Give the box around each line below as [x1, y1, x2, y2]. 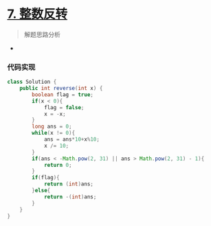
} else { [32, 187, 51, 194]
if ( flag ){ [32, 174, 60, 181]
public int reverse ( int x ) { [19, 85, 103, 92]
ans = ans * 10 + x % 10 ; [43, 136, 100, 143]
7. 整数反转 [7, 6, 67, 22]
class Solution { [7, 78, 57, 86]
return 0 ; [43, 161, 72, 168]
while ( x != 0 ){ [32, 130, 76, 137]
